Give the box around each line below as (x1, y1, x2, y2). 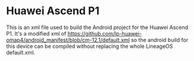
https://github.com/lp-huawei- (67, 30, 142, 37)
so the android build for (130, 36, 189, 43)
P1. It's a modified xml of (6, 30, 67, 37)
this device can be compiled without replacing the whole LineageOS (6, 43, 173, 50)
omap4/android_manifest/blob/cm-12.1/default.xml (6, 36, 130, 43)
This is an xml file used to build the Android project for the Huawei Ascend (6, 24, 189, 31)
